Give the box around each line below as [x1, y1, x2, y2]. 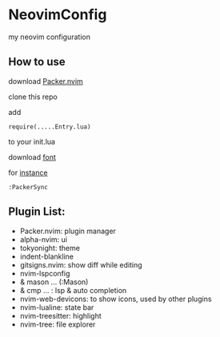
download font [8, 152, 56, 161]
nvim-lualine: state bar [19, 302, 94, 312]
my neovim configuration [8, 32, 90, 42]
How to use [8, 55, 66, 69]
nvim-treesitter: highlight [19, 311, 102, 320]
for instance [8, 168, 48, 177]
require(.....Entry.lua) [8, 122, 91, 131]
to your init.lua [8, 137, 56, 146]
